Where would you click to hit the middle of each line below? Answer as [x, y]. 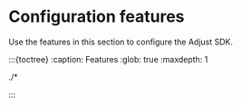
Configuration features [97, 17]
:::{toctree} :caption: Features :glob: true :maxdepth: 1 [108, 59]
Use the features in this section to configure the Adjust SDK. [121, 42]
